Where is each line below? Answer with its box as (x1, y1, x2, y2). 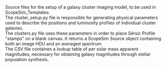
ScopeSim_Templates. (5, 9, 51, 15)
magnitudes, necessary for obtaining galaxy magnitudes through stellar (5, 51, 151, 57)
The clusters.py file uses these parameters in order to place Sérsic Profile (5, 31, 156, 36)
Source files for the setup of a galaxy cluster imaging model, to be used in (5, 4, 156, 10)
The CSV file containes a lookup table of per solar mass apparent (5, 46, 139, 52)
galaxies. (5, 25, 24, 31)
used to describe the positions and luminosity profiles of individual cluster (5, 20, 156, 26)
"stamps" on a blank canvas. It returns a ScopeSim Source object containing (5, 35, 162, 41)
